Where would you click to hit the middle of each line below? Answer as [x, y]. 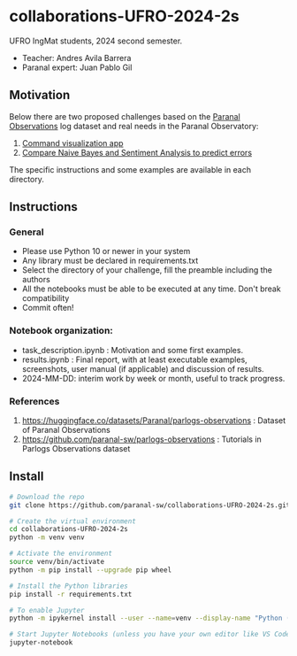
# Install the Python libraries [69, 586]
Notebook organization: [61, 331]
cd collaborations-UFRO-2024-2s [69, 529]
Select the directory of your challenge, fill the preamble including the [147, 270]
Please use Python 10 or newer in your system [106, 251]
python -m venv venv [47, 537]
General [27, 232]
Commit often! [48, 308]
